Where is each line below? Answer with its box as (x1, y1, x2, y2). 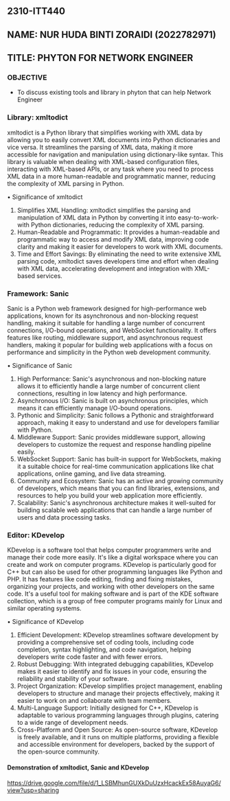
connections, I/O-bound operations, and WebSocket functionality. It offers (7, 326, 217, 335)
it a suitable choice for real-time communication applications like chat (16, 463, 214, 471)
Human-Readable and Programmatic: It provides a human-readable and (16, 228, 220, 236)
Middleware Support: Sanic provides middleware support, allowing (16, 433, 206, 441)
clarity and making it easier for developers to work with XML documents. (16, 242, 223, 251)
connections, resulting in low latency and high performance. (16, 389, 187, 397)
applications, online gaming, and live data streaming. (16, 469, 167, 478)
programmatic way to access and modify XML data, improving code (16, 235, 209, 243)
